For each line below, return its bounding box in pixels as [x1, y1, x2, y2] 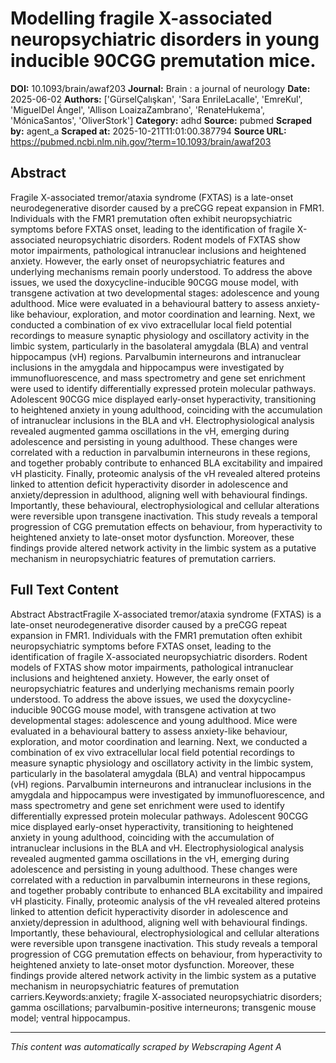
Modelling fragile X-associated [10, 7, 273, 30]
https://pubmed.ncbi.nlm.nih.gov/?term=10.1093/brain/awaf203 [10, 135, 272, 147]
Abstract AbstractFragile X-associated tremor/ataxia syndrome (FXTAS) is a [10, 608, 322, 620]
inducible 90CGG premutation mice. [10, 50, 317, 72]
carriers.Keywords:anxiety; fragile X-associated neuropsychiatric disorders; [10, 990, 323, 1002]
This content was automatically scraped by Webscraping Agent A [10, 1040, 282, 1052]
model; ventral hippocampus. [10, 1012, 131, 1024]
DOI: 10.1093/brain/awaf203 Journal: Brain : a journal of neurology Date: [10, 82, 311, 94]
